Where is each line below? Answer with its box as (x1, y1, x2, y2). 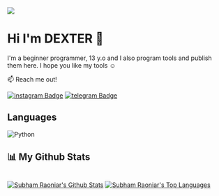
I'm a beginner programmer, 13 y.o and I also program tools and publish (7, 54, 212, 62)
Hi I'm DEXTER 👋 (7, 31, 104, 47)
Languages (7, 112, 57, 123)
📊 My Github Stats (7, 151, 91, 163)
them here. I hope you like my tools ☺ (7, 61, 116, 69)
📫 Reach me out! (7, 75, 57, 83)
